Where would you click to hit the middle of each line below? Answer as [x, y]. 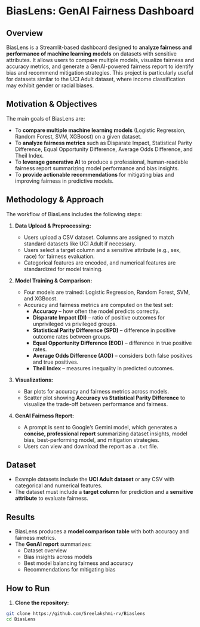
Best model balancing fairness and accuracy [79, 563]
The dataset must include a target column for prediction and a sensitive [104, 492]
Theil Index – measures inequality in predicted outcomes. [103, 368]
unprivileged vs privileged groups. [75, 324]
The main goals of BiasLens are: [46, 118]
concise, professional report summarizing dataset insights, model [106, 434]
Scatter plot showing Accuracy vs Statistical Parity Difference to [104, 398]
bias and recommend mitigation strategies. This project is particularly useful [100, 73]
